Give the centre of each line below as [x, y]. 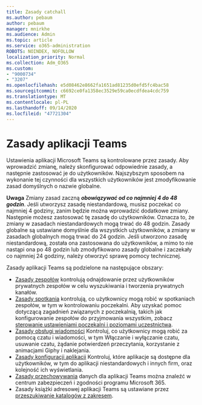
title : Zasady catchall [36, 12]
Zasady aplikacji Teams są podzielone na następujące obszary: [85, 268]
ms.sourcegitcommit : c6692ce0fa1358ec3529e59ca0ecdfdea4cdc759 [88, 91]
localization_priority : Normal [46, 57]
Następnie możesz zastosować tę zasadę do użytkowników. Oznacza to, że [100, 217]
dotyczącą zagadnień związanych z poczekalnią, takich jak [89, 312]
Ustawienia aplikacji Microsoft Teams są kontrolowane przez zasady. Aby [98, 160]
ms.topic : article [29, 40]
